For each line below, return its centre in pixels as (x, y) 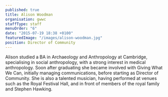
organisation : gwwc (26, 19)
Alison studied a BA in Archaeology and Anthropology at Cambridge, (76, 57)
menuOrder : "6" (21, 29)
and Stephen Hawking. (29, 89)
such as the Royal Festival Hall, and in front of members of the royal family (82, 83)
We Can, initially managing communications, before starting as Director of (82, 73)
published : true (22, 10)
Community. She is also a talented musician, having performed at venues (81, 78)
